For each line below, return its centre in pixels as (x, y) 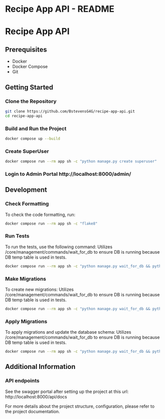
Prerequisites (26, 49)
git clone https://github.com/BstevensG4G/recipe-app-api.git (70, 111)
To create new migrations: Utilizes (40, 289)
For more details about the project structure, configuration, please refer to (80, 406)
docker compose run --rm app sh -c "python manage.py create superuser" (81, 161)
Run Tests (17, 236)
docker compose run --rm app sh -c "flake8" (51, 223)
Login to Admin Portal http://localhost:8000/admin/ (68, 174)
